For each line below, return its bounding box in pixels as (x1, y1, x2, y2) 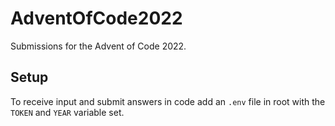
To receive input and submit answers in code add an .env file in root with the (10, 95, 326, 107)
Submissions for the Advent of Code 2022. (10, 40, 187, 52)
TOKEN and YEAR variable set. (10, 106, 125, 118)
